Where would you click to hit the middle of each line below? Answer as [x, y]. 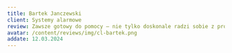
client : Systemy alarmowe [44, 20]
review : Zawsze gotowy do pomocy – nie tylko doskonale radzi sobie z [111, 26]
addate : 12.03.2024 [35, 39]
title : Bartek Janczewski [44, 13]
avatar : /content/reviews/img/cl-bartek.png [72, 33]
